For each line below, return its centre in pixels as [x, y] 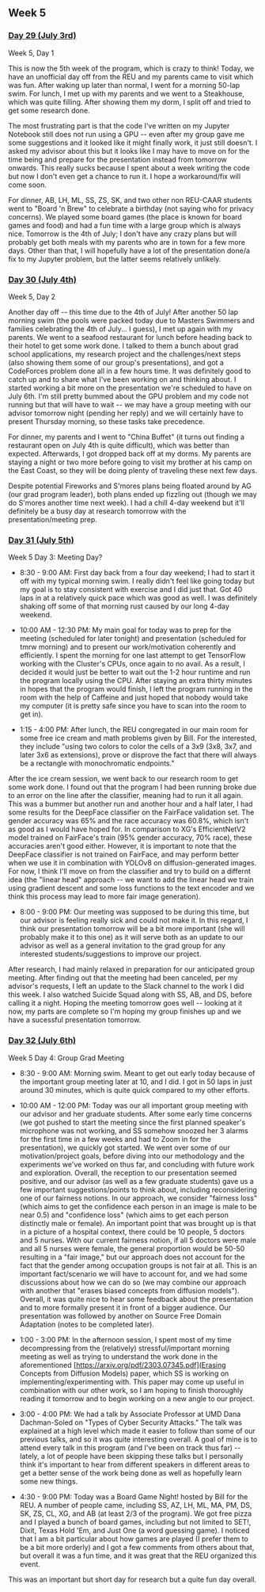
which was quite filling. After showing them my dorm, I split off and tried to [130, 101]
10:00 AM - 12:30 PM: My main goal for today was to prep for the [125, 630]
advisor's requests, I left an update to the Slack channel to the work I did [126, 987]
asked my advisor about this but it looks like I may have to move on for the [129, 151]
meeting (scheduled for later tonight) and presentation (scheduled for [133, 639]
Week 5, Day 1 [31, 53]
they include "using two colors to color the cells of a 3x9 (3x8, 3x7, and [136, 746]
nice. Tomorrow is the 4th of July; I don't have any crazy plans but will [123, 234]
